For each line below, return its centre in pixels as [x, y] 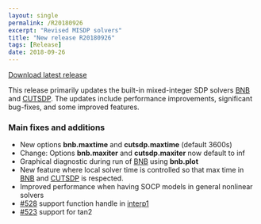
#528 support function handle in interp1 [84, 203]
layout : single [33, 15]
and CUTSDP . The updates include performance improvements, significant [130, 99]
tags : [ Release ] [35, 45]
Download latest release [48, 75]
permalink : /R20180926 [46, 23]
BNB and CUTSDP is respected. [72, 178]
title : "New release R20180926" [61, 38]
